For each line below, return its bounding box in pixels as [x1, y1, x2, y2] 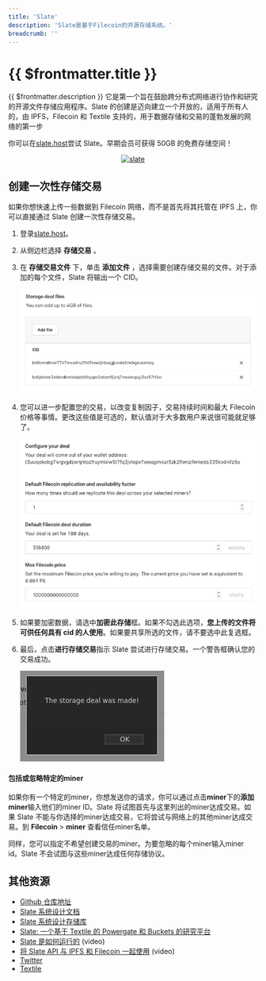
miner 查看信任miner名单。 [66, 822, 155, 832]
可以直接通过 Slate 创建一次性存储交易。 [8, 212, 140, 221]
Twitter [19, 956, 44, 965]
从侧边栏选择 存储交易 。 [19, 246, 101, 256]
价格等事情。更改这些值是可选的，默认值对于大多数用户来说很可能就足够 [19, 412, 256, 421]
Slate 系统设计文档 [19, 907, 81, 917]
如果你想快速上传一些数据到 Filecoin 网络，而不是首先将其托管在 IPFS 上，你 [8, 202, 257, 212]
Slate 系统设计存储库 [19, 917, 87, 926]
